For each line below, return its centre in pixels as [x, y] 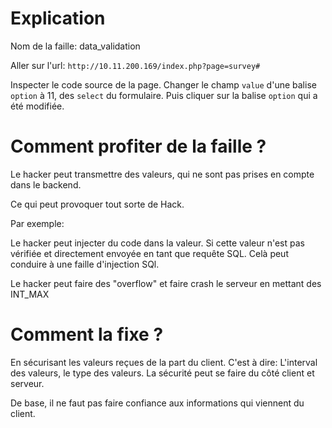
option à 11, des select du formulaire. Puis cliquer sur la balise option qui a [164, 95]
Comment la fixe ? [87, 334]
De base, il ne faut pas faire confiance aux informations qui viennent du [157, 403]
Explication [58, 18]
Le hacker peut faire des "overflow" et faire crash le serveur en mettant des [166, 283]
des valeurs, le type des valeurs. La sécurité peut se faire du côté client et [162, 373]
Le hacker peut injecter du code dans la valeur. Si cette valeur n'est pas [157, 243]
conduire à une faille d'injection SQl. [85, 264]
